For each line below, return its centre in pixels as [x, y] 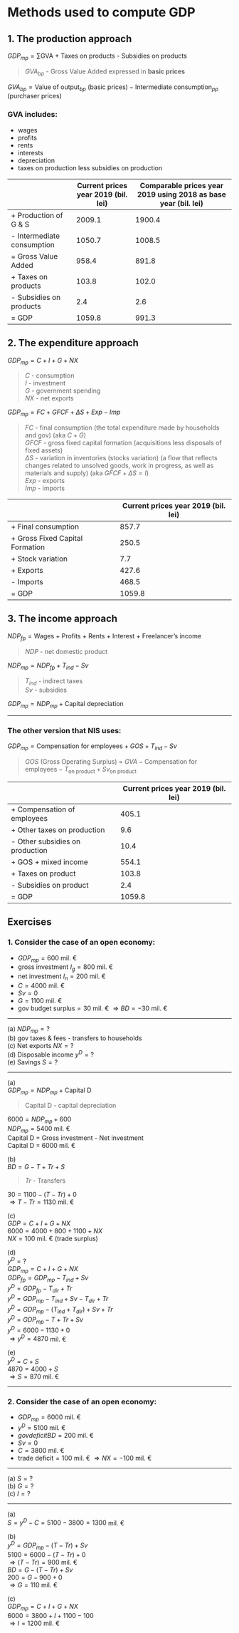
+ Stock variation [39, 559]
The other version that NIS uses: [64, 731]
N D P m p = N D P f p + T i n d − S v [48, 666]
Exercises [30, 922]
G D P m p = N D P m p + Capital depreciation [66, 705]
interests [31, 152]
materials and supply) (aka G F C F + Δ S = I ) [87, 473]
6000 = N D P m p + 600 [39, 1120]
